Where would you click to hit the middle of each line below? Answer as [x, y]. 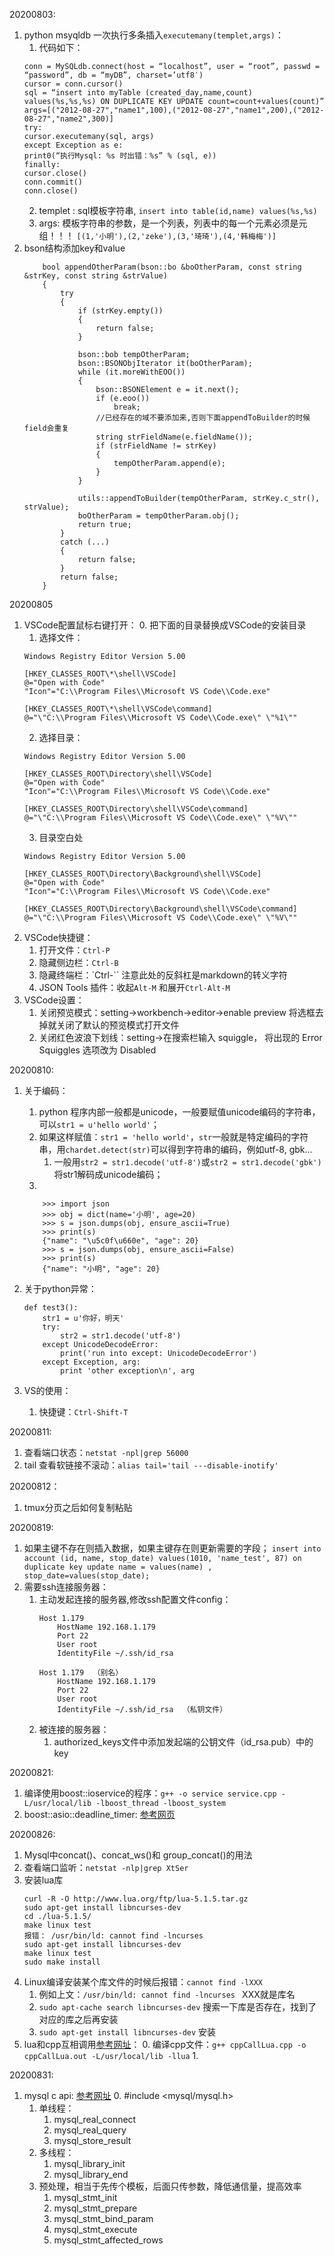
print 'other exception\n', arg [127, 1371]
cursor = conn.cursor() [73, 84]
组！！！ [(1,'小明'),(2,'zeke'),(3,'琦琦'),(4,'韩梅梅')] [157, 235]
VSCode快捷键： [58, 937]
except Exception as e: [73, 145]
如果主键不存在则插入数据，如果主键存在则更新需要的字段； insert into [172, 1548]
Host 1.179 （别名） [81, 1673]
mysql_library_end [91, 2174]
